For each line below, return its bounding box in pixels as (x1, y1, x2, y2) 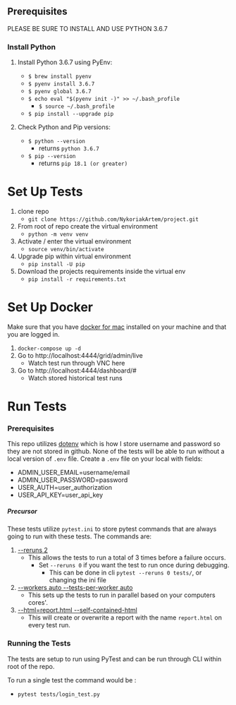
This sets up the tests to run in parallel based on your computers (27, 591, 216, 599)
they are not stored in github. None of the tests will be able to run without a (7, 447, 225, 456)
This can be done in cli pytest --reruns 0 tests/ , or (49, 568, 202, 577)
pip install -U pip (27, 261, 86, 268)
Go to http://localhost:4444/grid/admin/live (17, 351, 143, 359)
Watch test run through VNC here (27, 358, 125, 367)
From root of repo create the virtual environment (17, 222, 159, 231)
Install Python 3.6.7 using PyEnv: (17, 58, 113, 66)
